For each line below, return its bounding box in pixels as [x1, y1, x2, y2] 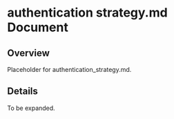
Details [7, 85, 38, 98]
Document [7, 19, 69, 35]
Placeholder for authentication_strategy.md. [7, 66, 132, 73]
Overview [7, 47, 50, 59]
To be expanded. [7, 104, 55, 112]
